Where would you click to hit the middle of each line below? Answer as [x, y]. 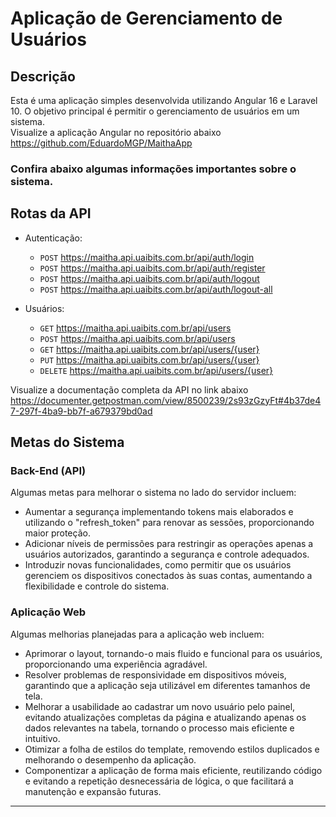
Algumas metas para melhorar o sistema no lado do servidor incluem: [153, 493]
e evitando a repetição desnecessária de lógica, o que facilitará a [159, 781]
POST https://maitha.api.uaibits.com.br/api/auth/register [152, 268]
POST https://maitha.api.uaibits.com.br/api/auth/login [147, 257]
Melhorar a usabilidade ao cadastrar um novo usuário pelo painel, [160, 706]
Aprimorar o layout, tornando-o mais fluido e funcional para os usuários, [173, 653]
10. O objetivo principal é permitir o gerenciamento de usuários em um [155, 111]
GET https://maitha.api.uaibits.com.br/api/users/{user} [149, 349]
